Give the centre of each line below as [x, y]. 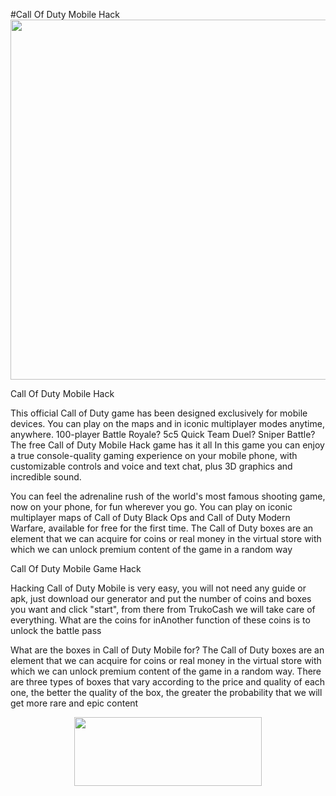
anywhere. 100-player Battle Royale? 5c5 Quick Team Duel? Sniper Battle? [163, 434]
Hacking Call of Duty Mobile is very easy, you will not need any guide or [158, 588]
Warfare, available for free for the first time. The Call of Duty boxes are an [162, 528]
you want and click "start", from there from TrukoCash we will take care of [163, 609]
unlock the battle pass [56, 630]
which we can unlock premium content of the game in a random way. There [166, 671]
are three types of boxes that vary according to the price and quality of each [168, 682]
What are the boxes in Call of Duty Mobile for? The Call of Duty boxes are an [167, 650]
